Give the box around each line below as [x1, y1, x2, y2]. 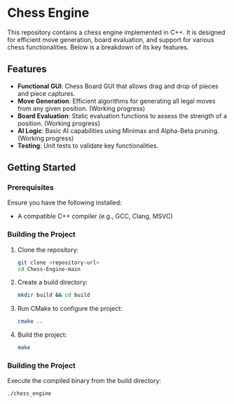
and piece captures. [17, 89, 76, 97]
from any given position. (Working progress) [17, 104, 146, 113]
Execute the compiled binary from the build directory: [7, 377, 162, 385]
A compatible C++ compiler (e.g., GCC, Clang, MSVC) [17, 212, 173, 221]
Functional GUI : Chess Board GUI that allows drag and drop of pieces [17, 82, 219, 90]
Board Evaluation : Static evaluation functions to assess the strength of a [17, 111, 228, 120]
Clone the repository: [17, 245, 79, 253]
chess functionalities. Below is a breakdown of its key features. [7, 43, 189, 51]
